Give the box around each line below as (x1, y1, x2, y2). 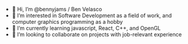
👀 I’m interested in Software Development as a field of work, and (11, 12, 172, 19)
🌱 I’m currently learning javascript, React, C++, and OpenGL (11, 24, 161, 32)
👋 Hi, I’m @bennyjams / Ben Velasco (11, 6, 102, 12)
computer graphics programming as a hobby (11, 18, 124, 25)
